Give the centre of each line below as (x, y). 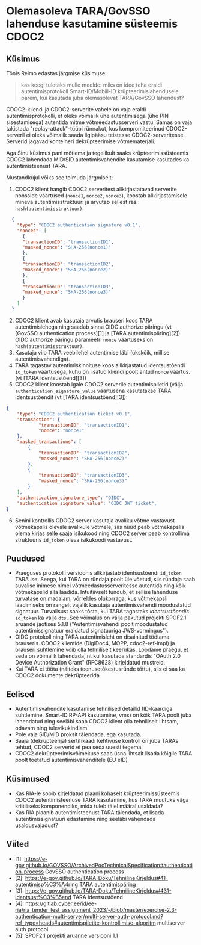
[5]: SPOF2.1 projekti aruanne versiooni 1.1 (66, 935)
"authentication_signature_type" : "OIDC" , (71, 498)
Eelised (20, 694)
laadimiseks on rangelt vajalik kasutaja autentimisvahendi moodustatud (103, 605)
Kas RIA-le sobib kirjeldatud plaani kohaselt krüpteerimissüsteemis (97, 793)
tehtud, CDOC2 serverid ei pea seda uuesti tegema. (79, 747)
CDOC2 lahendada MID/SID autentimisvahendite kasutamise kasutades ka (98, 160)
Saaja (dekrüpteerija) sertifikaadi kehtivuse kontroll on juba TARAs (97, 741)
